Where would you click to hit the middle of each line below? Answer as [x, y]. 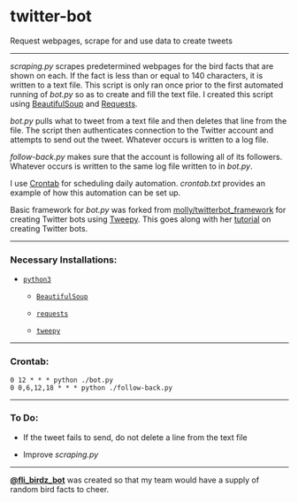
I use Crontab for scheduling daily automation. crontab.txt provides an [138, 183]
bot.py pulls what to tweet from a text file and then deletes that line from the [149, 120]
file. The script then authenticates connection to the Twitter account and [142, 130]
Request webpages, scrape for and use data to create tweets [122, 41]
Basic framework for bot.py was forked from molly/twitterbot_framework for [148, 209]
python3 [37, 280]
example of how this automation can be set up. [96, 193]
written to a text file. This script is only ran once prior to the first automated [147, 85]
